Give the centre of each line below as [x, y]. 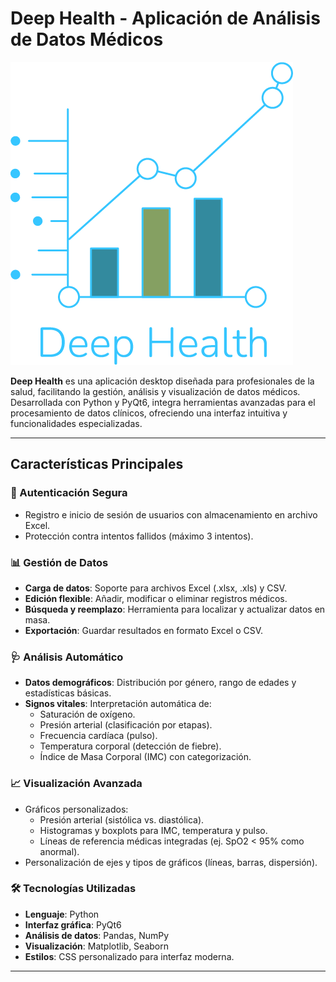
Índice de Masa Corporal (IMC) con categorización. [145, 757]
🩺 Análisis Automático [67, 657]
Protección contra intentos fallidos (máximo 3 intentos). [139, 536]
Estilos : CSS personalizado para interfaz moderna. [129, 956]
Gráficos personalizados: [76, 809]
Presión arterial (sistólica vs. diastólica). [122, 819]
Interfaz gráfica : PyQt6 [73, 924]
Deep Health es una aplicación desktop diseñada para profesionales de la [162, 381]
